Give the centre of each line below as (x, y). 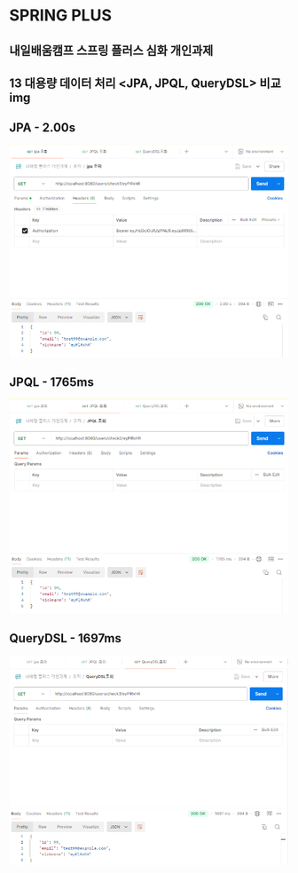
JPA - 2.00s (43, 128)
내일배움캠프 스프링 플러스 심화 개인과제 (111, 50)
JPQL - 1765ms (52, 382)
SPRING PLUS (61, 16)
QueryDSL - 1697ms (66, 638)
